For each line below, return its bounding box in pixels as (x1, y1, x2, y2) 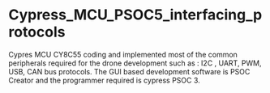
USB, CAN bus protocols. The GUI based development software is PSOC (8, 66, 251, 76)
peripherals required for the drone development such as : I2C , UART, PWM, (8, 58, 262, 68)
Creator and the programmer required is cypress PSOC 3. (8, 75, 200, 85)
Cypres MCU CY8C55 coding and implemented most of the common (8, 49, 238, 59)
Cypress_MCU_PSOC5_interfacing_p (8, 6, 263, 24)
